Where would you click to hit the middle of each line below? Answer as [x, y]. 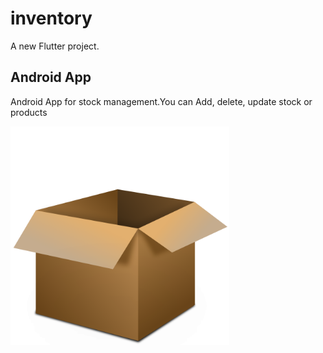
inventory [51, 18]
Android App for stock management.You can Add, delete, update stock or [161, 101]
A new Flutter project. [55, 46]
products [29, 112]
